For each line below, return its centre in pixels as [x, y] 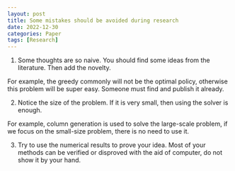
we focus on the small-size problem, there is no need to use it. [98, 131]
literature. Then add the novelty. [64, 68]
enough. [30, 110]
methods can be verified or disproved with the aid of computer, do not [120, 153]
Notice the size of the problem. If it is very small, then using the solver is [123, 102]
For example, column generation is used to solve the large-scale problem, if [117, 124]
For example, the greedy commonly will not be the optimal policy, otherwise [117, 81]
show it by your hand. [49, 160]
